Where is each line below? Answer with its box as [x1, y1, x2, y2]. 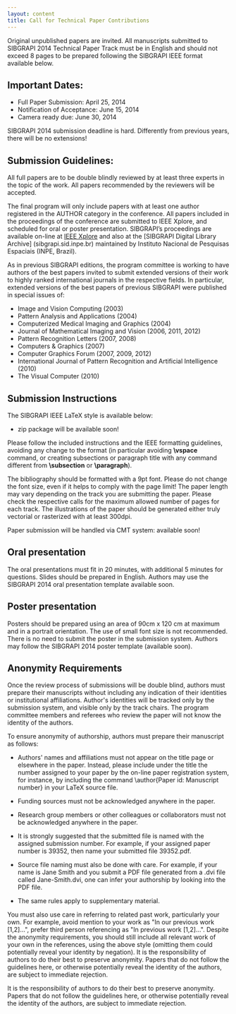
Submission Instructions [7, 393, 118, 405]
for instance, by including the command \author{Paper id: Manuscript [17, 776, 219, 785]
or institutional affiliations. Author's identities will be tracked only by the [7, 696, 215, 705]
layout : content [7, 10, 55, 18]
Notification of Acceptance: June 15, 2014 [17, 105, 139, 114]
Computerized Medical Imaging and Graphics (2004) [17, 319, 171, 328]
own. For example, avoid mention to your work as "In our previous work [7, 918, 215, 926]
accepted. [7, 189, 37, 197]
